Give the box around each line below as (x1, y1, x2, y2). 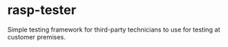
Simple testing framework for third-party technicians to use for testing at (7, 25, 221, 34)
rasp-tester (7, 2, 77, 18)
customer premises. (7, 32, 66, 41)
